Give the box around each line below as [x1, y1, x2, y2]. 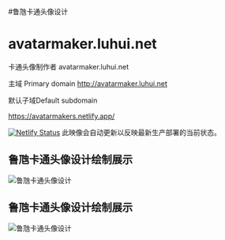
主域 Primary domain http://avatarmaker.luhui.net [8, 78, 167, 88]
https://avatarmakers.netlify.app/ [8, 111, 115, 121]
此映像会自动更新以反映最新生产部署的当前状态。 [62, 127, 221, 137]
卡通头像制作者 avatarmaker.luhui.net [8, 62, 129, 71]
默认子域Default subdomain [8, 96, 98, 105]
